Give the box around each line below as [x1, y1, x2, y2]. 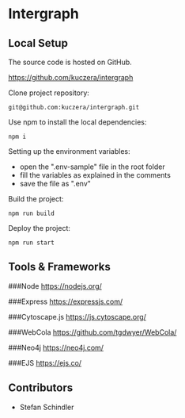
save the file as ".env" [19, 179, 91, 188]
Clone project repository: [8, 88, 89, 98]
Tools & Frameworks [8, 260, 111, 274]
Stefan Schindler [19, 402, 74, 412]
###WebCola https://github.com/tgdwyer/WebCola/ [8, 327, 177, 337]
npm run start [8, 239, 55, 247]
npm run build [8, 209, 55, 217]
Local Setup [8, 36, 69, 50]
